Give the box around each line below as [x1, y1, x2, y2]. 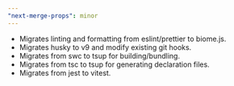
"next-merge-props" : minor [7, 11, 98, 20]
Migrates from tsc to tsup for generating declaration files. [19, 59, 211, 69]
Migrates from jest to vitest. [19, 68, 111, 77]
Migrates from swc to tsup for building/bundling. [19, 51, 181, 60]
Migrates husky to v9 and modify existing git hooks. [19, 42, 192, 52]
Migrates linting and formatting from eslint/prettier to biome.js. [19, 34, 227, 43]
